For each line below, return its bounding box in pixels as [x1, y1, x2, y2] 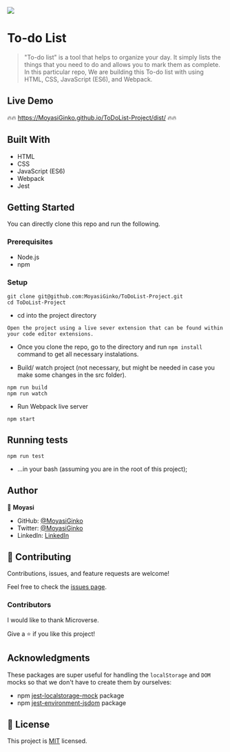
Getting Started [7, 201, 75, 213]
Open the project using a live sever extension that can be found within [7, 325, 224, 331]
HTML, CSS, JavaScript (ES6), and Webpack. [23, 75, 153, 83]
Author [7, 485, 38, 496]
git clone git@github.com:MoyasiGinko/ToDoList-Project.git [7, 293, 184, 300]
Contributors [7, 600, 52, 610]
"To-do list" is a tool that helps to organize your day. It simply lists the [23, 52, 222, 61]
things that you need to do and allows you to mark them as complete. [23, 60, 220, 68]
